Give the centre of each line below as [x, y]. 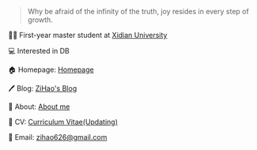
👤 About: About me [39, 107]
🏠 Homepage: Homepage [51, 69]
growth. [40, 20]
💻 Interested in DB [39, 51]
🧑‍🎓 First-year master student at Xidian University [88, 35]
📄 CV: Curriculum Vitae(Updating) [63, 122]
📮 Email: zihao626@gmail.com [58, 137]
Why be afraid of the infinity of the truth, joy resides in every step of [138, 11]
